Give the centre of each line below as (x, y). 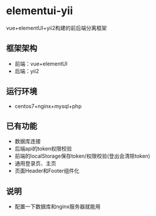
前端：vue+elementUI (41, 64)
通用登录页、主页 (35, 163)
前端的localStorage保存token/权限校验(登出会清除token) (82, 156)
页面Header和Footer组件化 (47, 171)
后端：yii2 (27, 71)
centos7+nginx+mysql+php (48, 106)
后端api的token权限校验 (43, 149)
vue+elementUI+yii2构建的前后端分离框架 (57, 28)
